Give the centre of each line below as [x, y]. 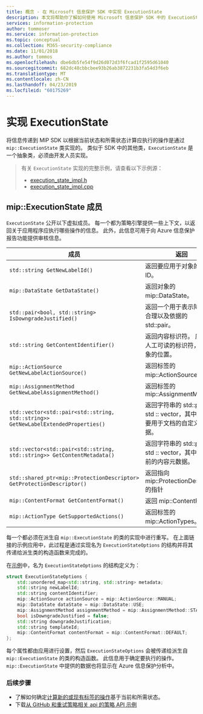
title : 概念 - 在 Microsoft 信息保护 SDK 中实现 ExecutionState [84, 12]
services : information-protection [50, 23]
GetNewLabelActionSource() [48, 373]
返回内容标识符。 [169, 336]
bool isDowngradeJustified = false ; [63, 616]
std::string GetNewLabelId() [51, 270]
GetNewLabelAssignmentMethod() [54, 392]
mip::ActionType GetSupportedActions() [66, 516]
